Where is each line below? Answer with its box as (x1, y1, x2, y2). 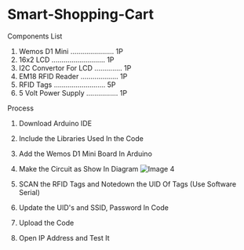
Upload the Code (18, 218, 75, 227)
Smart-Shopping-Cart (7, 5, 155, 24)
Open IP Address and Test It (18, 233, 111, 242)
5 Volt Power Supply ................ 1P (18, 88, 127, 97)
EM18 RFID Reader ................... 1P (18, 71, 128, 81)
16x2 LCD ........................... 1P (18, 55, 115, 64)
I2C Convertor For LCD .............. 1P (18, 63, 132, 72)
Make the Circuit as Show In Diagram (18, 164, 139, 173)
